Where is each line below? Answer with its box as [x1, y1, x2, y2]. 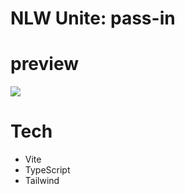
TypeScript [24, 164, 71, 176]
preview [10, 53, 80, 76]
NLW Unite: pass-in [10, 7, 176, 30]
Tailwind [24, 175, 60, 187]
